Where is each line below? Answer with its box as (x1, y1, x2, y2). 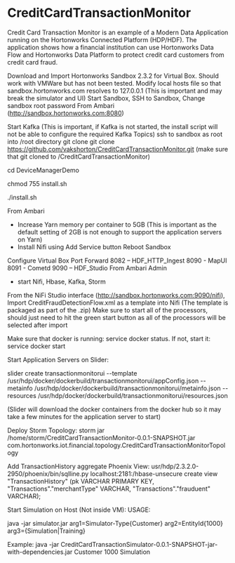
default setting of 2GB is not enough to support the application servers (17, 227, 222, 236)
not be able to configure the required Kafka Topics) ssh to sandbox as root (7, 130, 223, 138)
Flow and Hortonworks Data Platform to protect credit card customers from (7, 51, 224, 59)
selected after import (7, 321, 68, 329)
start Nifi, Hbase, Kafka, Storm (17, 277, 107, 286)
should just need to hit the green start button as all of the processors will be (7, 313, 226, 322)
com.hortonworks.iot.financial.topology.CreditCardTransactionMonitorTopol (7, 441, 226, 449)
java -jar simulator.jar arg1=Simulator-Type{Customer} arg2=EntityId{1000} (7, 519, 223, 527)
